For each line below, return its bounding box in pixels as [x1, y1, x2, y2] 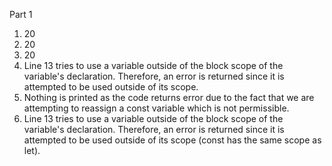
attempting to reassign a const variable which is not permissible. [23, 102, 290, 114]
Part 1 [9, 9, 33, 20]
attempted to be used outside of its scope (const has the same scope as [23, 134, 322, 146]
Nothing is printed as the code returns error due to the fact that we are [23, 92, 315, 103]
